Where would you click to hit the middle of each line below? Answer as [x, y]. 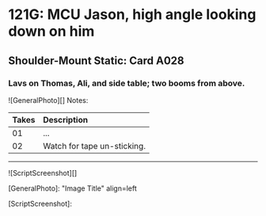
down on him [51, 31]
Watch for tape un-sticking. [95, 146]
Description [66, 119]
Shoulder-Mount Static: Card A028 [96, 61]
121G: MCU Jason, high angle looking [132, 15]
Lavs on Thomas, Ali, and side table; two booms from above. [127, 83]
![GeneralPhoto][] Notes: [48, 100]
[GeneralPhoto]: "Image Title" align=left [72, 188]
